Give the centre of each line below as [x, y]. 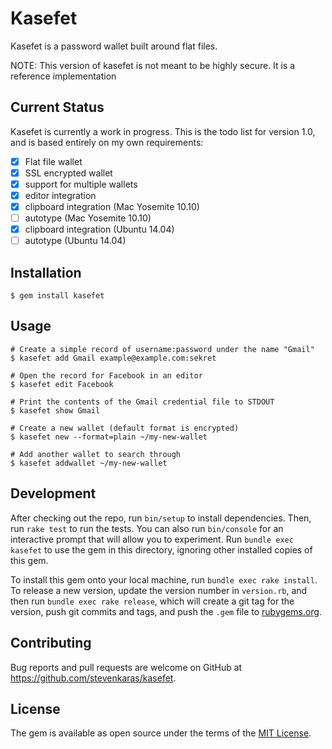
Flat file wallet [53, 161]
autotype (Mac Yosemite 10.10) [88, 218]
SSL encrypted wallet [68, 173]
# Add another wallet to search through [96, 454]
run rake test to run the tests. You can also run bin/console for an [147, 528]
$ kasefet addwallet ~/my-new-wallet [89, 463]
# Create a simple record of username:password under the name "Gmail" [162, 349]
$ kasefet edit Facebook [62, 384]
